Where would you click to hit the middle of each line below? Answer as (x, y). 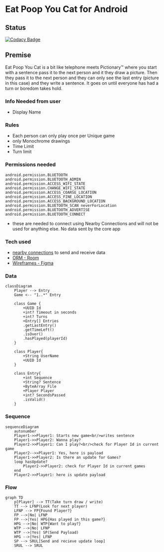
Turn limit (22, 152)
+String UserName (41, 356)
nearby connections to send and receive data (59, 252)
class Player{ (29, 352)
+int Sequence (38, 378)
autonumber (25, 431)
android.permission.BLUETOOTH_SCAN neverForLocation (61, 205)
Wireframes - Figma (33, 263)
